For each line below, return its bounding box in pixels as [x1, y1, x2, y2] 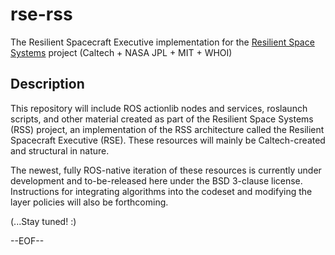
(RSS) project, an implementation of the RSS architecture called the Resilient [10, 123, 325, 135]
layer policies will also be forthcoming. [10, 196, 169, 208]
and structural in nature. [10, 144, 110, 157]
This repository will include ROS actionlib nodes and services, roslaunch [10, 102, 308, 114]
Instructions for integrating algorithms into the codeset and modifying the [10, 185, 313, 197]
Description [10, 76, 85, 93]
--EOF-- [10, 234, 45, 247]
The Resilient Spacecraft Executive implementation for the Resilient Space [10, 36, 315, 48]
